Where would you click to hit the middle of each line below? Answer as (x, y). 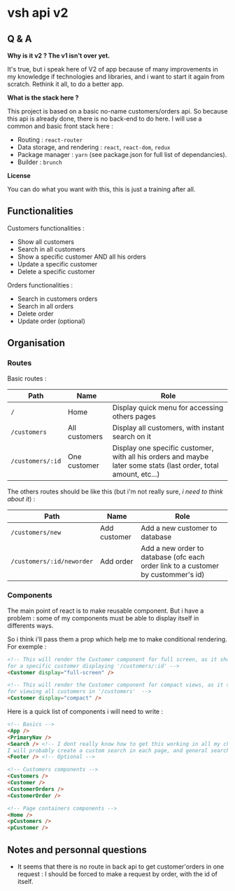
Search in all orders (45, 306)
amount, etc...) (136, 474)
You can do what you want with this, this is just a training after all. (101, 189)
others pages (134, 416)
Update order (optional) (51, 321)
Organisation (36, 343)
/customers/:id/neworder (52, 561)
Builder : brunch (40, 162)
